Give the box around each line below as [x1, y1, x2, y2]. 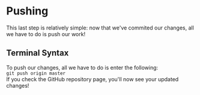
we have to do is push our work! [6, 30, 86, 37]
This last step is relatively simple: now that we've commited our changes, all [6, 24, 194, 31]
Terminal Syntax [6, 48, 69, 58]
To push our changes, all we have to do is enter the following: [6, 64, 159, 71]
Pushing [6, 4, 49, 18]
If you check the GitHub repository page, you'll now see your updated [6, 75, 179, 82]
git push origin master [6, 70, 66, 76]
